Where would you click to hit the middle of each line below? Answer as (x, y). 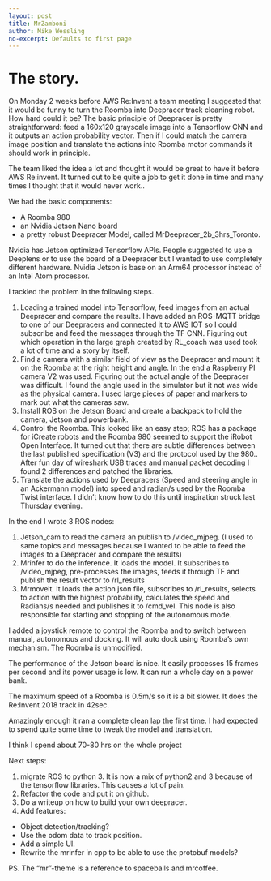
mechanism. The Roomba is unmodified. (76, 648)
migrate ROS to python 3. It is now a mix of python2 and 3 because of (136, 776)
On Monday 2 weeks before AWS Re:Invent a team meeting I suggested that (135, 101)
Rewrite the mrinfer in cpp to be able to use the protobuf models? (129, 853)
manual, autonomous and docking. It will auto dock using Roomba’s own (129, 639)
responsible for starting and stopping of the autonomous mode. (126, 615)
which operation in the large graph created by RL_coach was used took (139, 342)
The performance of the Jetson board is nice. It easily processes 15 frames (133, 664)
